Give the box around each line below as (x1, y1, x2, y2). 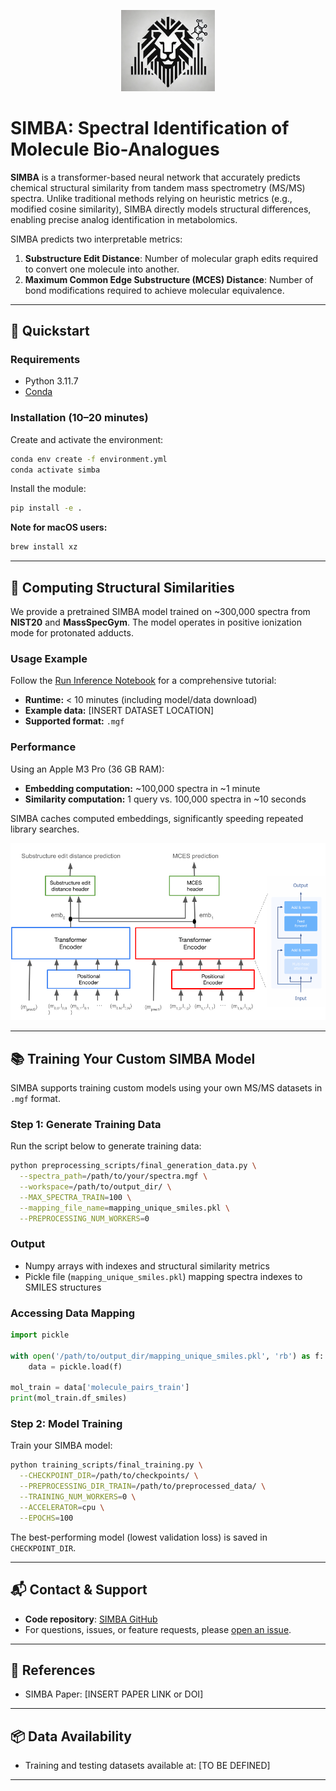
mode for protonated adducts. (10, 627, 134, 639)
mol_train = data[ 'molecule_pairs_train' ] (10, 1383, 190, 1393)
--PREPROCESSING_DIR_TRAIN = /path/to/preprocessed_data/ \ (19, 1481, 267, 1492)
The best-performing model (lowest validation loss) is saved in (10, 1531, 268, 1543)
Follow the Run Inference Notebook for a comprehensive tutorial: (10, 675, 277, 687)
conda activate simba (10, 465, 101, 475)
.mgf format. (10, 1092, 61, 1104)
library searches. (10, 823, 80, 835)
